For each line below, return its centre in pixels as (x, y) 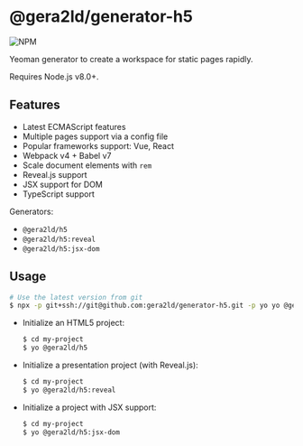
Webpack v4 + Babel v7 (67, 155)
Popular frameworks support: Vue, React (98, 145)
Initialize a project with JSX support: (89, 407)
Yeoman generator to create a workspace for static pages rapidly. (132, 59)
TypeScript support (58, 194)
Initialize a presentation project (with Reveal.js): (110, 365)
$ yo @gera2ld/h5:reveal (69, 390)
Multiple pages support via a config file (95, 136)
